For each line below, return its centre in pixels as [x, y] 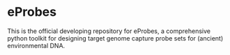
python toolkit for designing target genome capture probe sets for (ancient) [115, 38]
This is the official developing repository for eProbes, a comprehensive [109, 31]
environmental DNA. [36, 45]
